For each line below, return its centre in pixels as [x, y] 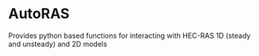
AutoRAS [39, 14]
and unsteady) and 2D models [58, 43]
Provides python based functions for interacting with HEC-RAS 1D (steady [129, 35]
